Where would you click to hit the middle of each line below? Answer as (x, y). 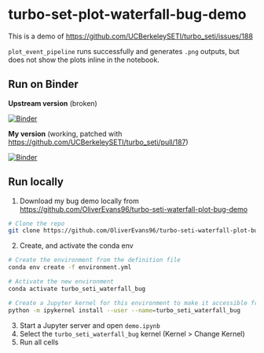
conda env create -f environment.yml (70, 267)
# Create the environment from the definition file (94, 260)
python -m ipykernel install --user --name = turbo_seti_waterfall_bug (125, 310)
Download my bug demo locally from (79, 201)
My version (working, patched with (65, 133)
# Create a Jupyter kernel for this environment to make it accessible (128, 303)
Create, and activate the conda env (76, 246)
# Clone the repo (37, 224)
